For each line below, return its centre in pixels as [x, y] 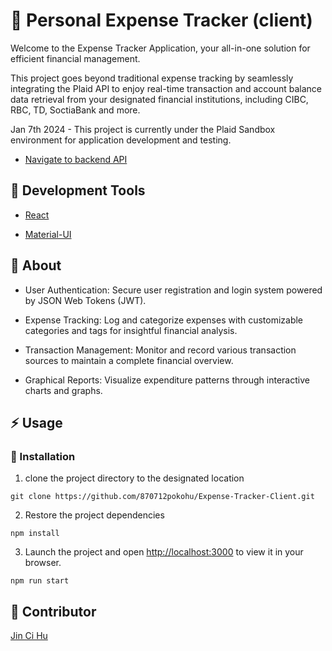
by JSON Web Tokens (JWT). [85, 300]
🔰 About [36, 265]
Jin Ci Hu [29, 636]
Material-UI [48, 234]
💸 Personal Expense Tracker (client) [161, 20]
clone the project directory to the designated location [134, 478]
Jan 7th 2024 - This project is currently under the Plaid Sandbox [143, 129]
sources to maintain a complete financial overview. [129, 360]
